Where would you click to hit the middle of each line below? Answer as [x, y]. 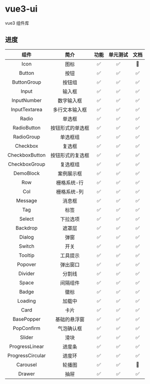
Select [26, 219]
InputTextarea [27, 109]
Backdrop [27, 228]
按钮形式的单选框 [70, 128]
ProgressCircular [27, 355]
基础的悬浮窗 [70, 319]
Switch [27, 246]
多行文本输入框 [70, 109]
